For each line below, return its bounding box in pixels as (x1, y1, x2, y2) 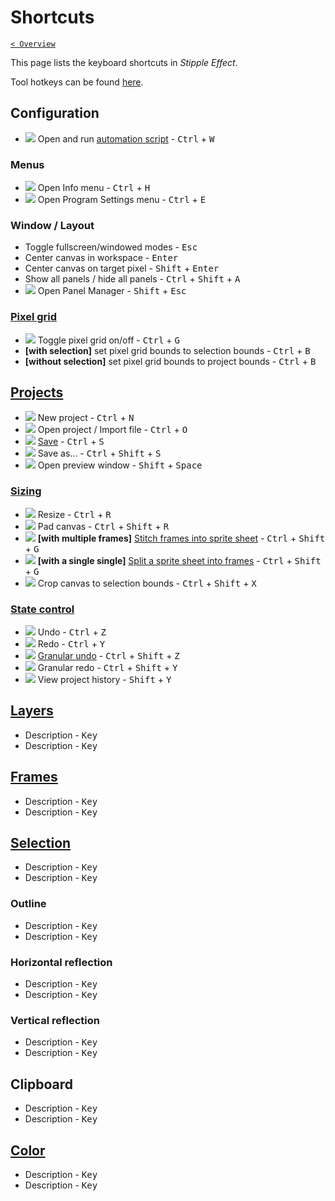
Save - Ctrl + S (37, 436, 105, 448)
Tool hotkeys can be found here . (10, 76, 144, 88)
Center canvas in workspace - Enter (24, 252, 179, 264)
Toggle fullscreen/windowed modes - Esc (24, 241, 198, 253)
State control (10, 602, 75, 616)
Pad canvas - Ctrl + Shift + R (37, 520, 170, 532)
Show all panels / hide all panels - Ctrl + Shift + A (24, 273, 241, 285)
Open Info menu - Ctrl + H (37, 182, 151, 194)
